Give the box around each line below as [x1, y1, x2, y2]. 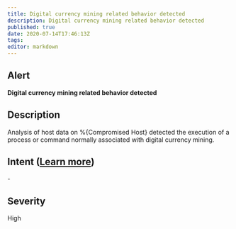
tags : [7, 37, 23, 44]
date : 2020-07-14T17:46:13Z [7, 30, 91, 38]
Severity [7, 195, 46, 207]
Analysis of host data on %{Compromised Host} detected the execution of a [7, 128, 230, 136]
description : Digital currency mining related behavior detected [7, 17, 204, 24]
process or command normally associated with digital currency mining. [7, 135, 215, 144]
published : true [7, 23, 55, 30]
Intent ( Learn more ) [7, 156, 95, 168]
